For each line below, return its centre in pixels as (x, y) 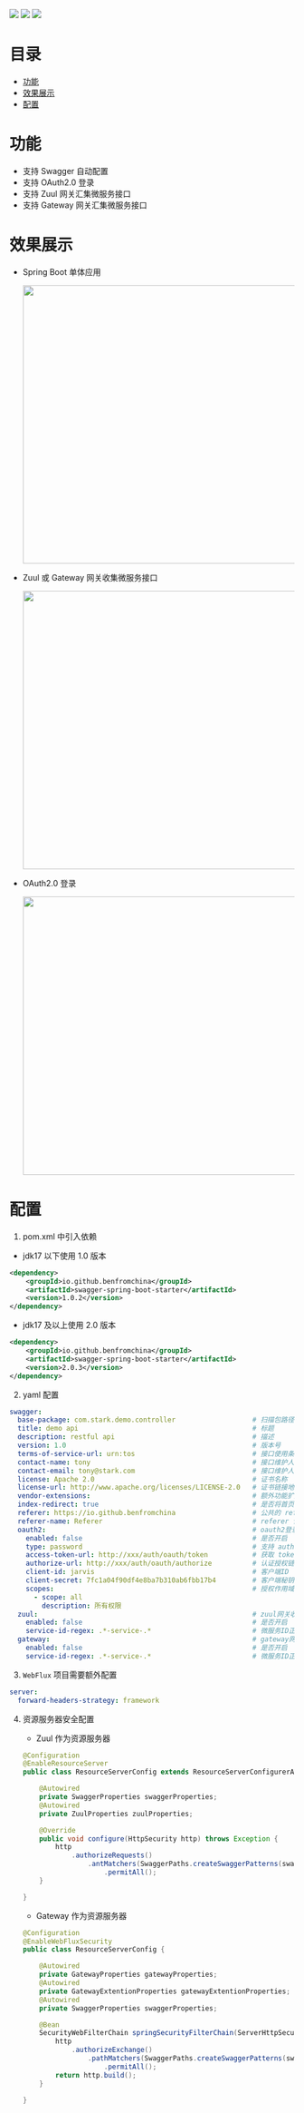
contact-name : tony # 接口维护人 (156, 1462)
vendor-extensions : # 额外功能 (152, 1496)
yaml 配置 (41, 1394)
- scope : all (58, 1597)
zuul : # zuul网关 (154, 1614)
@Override (57, 1830)
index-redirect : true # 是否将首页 (156, 1505)
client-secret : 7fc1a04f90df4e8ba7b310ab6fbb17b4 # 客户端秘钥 (160, 1580)
